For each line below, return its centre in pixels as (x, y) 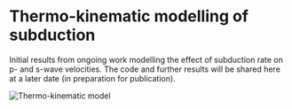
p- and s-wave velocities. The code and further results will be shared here (145, 69)
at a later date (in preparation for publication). (92, 78)
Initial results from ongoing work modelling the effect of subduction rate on (146, 59)
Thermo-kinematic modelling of (129, 16)
